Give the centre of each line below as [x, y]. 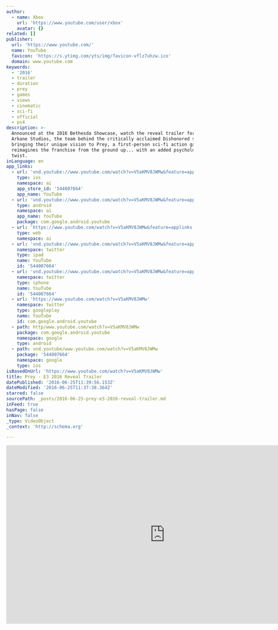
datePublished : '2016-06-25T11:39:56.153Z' [61, 382]
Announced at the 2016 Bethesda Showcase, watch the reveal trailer [98, 134]
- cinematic [26, 106]
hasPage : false [25, 410]
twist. [20, 155]
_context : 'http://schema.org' [45, 427]
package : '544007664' [43, 355]
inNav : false [22, 415]
